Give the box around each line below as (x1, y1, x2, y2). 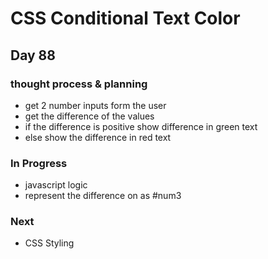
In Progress (10, 156, 68, 170)
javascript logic (24, 179, 88, 191)
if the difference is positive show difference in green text (24, 120, 258, 132)
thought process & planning (10, 77, 148, 91)
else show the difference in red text (24, 131, 172, 143)
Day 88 (10, 47, 56, 64)
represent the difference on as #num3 (24, 190, 182, 202)
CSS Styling (24, 237, 75, 249)
